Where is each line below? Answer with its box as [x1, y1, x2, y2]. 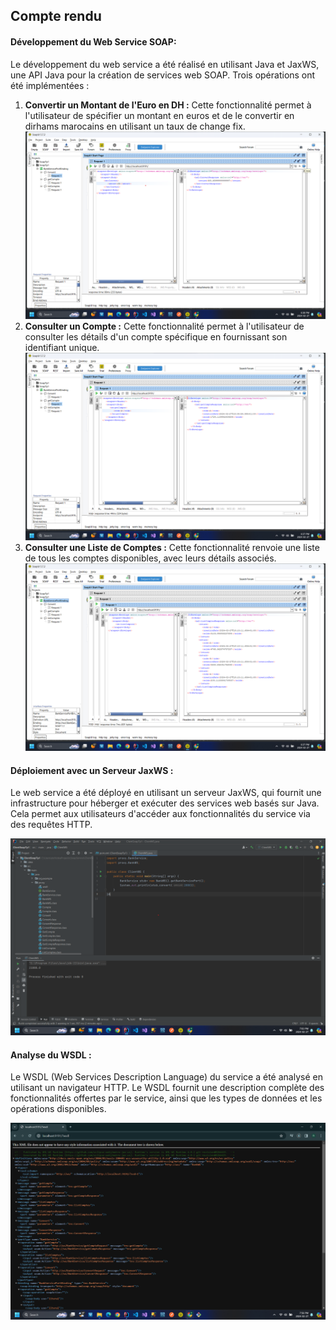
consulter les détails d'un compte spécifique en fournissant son [24, 330, 288, 343]
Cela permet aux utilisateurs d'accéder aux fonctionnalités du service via [10, 808, 311, 820]
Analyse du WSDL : [10, 1049, 92, 1061]
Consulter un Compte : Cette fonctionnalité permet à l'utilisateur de [24, 320, 305, 332]
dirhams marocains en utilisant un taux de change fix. [24, 120, 246, 132]
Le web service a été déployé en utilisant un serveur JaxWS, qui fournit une [10, 787, 322, 799]
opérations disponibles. [10, 1103, 107, 1115]
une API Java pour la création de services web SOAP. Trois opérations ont [10, 69, 316, 81]
